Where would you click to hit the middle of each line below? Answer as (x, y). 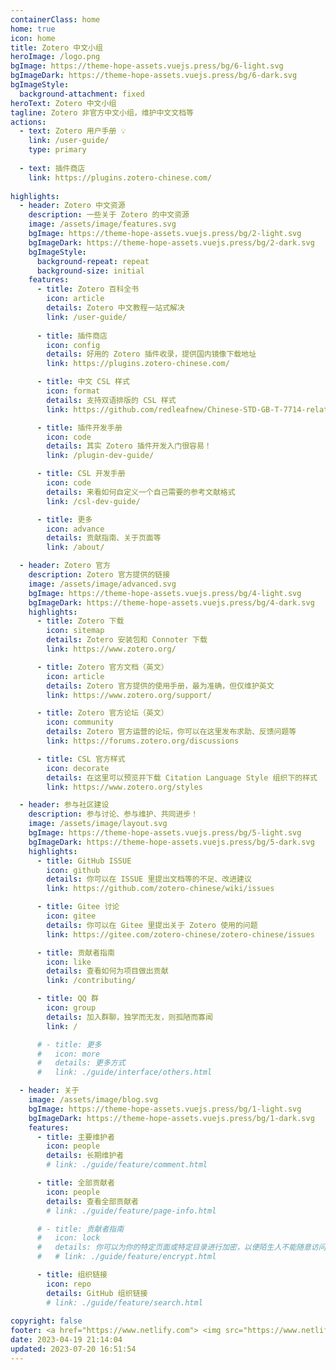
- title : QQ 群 (67, 999)
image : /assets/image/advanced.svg (102, 584)
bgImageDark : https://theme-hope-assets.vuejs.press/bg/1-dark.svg (171, 1118)
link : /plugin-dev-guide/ (100, 456)
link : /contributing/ (91, 981)
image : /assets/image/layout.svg (98, 824)
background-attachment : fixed (82, 94)
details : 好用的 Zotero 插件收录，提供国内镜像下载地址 (151, 354)
